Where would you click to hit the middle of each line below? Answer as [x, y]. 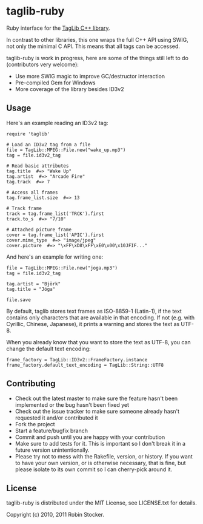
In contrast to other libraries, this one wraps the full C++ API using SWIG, [98, 39]
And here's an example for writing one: [55, 257]
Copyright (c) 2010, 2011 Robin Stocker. [55, 515]
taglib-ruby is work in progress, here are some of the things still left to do [98, 58]
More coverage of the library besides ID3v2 [69, 89]
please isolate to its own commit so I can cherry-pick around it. [94, 469]
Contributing [31, 384]
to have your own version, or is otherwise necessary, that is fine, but [100, 463]
